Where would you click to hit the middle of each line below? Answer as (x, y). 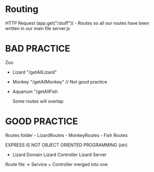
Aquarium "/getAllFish (35, 91)
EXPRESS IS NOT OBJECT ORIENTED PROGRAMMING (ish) (66, 145)
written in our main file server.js (37, 28)
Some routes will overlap (38, 101)
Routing (22, 9)
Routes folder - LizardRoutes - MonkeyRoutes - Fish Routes (66, 135)
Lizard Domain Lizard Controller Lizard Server (59, 154)
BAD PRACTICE (38, 49)
